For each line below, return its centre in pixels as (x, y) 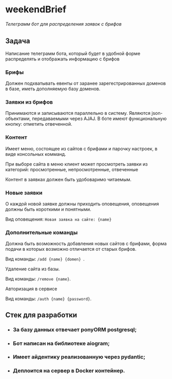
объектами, (18, 118)
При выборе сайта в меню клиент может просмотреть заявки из (77, 164)
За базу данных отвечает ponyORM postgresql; (75, 329)
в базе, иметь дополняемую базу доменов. (53, 89)
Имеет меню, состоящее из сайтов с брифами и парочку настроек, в (81, 148)
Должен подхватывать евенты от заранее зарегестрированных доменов (85, 84)
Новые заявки (24, 192)
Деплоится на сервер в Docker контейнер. (69, 371)
